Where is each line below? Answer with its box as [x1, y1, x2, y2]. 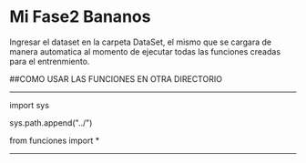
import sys [9, 99, 50, 110]
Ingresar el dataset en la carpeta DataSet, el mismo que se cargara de [9, 36, 272, 47]
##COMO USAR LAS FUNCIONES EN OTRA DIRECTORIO [9, 73, 223, 84]
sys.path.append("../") [9, 117, 93, 128]
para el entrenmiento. [9, 56, 90, 66]
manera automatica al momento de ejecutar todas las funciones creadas [9, 46, 280, 56]
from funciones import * [9, 135, 100, 146]
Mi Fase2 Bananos [9, 6, 151, 27]
